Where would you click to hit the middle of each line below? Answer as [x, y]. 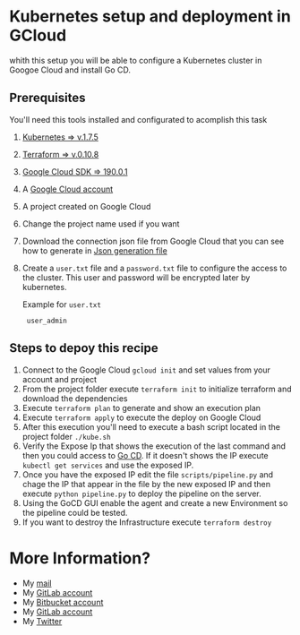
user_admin [47, 321]
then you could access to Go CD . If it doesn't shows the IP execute [145, 455]
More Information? [80, 558]
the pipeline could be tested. [75, 512]
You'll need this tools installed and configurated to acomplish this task [138, 119]
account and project [59, 379]
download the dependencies [75, 398]
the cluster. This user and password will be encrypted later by [136, 277]
